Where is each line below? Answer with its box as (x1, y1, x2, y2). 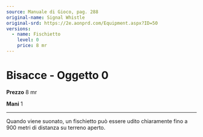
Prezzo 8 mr (6, 88, 37, 95)
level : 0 (17, 37, 39, 43)
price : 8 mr (17, 43, 47, 49)
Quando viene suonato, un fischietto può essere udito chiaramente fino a (6, 117, 188, 124)
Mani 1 (6, 100, 23, 107)
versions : (6, 25, 31, 32)
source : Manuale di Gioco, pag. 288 (6, 8, 98, 15)
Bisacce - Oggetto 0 (6, 69, 109, 82)
